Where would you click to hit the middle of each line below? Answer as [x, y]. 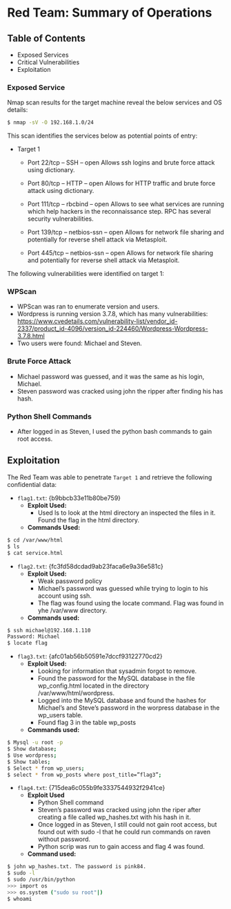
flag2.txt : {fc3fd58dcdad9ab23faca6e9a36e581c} [90, 566]
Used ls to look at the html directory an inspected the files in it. [127, 513]
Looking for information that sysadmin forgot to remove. [117, 671]
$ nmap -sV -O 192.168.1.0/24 [51, 122]
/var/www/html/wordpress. [76, 693]
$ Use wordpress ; [32, 755]
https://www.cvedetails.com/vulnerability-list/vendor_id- [97, 321]
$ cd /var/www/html [35, 540]
